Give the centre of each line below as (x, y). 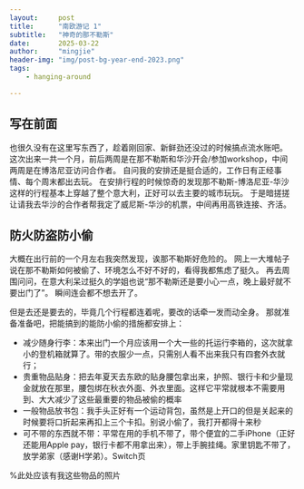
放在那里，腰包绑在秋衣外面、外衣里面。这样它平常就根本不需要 (158, 388)
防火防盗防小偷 (51, 235)
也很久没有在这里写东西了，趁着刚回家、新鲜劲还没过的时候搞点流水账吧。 (148, 147)
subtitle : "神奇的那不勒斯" (62, 34)
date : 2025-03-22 (54, 43)
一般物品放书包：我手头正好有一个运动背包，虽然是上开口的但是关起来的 (157, 411)
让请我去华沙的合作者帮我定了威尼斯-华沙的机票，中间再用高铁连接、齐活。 (151, 204)
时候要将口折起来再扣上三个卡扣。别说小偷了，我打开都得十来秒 (142, 422)
